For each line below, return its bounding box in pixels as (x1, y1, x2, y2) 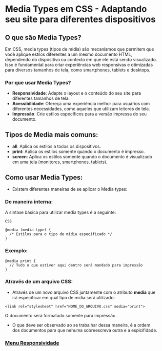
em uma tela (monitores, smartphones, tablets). (12, 159, 108, 165)
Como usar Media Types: (5, 173, 83, 181)
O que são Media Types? (5, 33, 81, 42)
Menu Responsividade (5, 339, 60, 346)
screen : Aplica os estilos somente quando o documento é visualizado (12, 154, 153, 160)
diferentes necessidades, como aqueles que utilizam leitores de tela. (12, 106, 150, 112)
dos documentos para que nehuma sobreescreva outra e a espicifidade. (12, 327, 158, 333)
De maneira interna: (5, 198, 53, 205)
